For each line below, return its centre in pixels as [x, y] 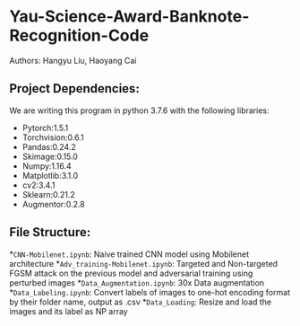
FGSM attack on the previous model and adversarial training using [131, 273]
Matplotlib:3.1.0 [50, 175]
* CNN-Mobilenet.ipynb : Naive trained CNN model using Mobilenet [129, 254]
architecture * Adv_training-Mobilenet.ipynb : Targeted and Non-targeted [144, 263]
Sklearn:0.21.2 [49, 194]
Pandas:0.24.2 [49, 146]
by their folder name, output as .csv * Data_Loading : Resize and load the [141, 302]
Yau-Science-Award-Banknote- [129, 17]
